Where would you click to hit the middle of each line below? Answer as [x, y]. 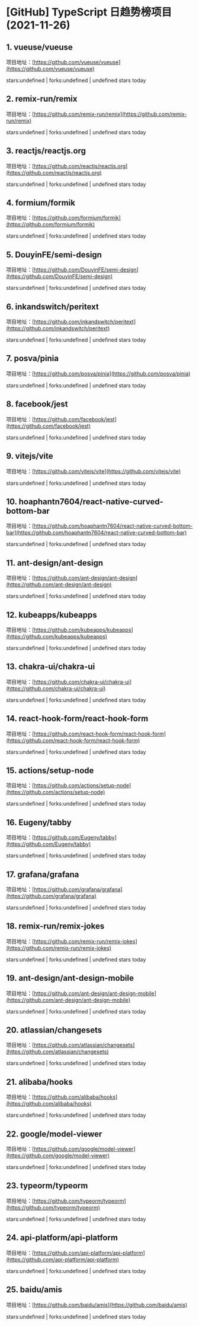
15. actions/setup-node [50, 770]
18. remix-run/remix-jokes [55, 926]
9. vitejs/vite [30, 456]
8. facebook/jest [37, 404]
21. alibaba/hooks [39, 1082]
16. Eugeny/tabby [39, 823]
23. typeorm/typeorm [47, 1186]
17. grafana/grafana [43, 874]
